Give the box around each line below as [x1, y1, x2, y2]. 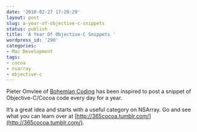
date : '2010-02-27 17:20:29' [6, 9, 81, 15]
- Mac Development [6, 49, 53, 55]
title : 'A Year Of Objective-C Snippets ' [6, 32, 116, 38]
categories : [6, 43, 37, 49]
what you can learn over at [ [6, 113, 77, 120]
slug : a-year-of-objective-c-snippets [6, 20, 105, 26]
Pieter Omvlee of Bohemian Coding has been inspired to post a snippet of [6, 88, 192, 95]
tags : [6, 54, 20, 60]
